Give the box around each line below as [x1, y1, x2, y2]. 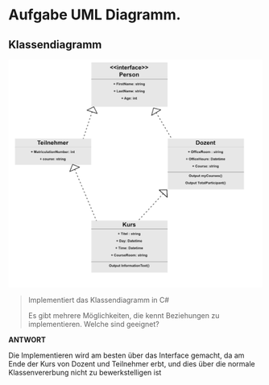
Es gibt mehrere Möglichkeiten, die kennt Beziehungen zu [27, 311, 220, 321]
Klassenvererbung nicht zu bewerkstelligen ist [8, 368, 162, 378]
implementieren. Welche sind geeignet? [27, 320, 159, 329]
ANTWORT [8, 335, 46, 345]
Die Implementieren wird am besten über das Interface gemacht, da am [8, 350, 245, 360]
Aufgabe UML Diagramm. [8, 6, 181, 24]
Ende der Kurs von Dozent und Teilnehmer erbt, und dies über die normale [8, 359, 255, 369]
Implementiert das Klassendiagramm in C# [27, 296, 170, 305]
